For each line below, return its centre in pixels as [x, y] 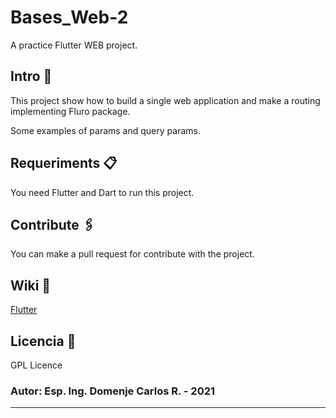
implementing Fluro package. [70, 111]
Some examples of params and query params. [105, 130]
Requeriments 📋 [64, 163]
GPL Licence [36, 365]
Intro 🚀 [31, 76]
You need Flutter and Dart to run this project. [102, 192]
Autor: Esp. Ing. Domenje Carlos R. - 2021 [113, 391]
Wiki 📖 [31, 285]
